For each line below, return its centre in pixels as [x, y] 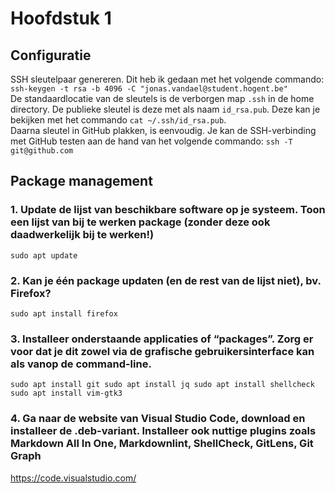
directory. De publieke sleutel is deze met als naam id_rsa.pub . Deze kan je [165, 109]
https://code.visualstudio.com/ [73, 478]
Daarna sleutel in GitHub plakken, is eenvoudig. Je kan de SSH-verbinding [163, 130]
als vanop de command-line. [81, 364]
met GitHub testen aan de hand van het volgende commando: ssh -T [151, 141]
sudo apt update [44, 255]
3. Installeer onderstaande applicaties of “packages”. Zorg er [162, 339]
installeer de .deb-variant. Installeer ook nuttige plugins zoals [163, 431]
